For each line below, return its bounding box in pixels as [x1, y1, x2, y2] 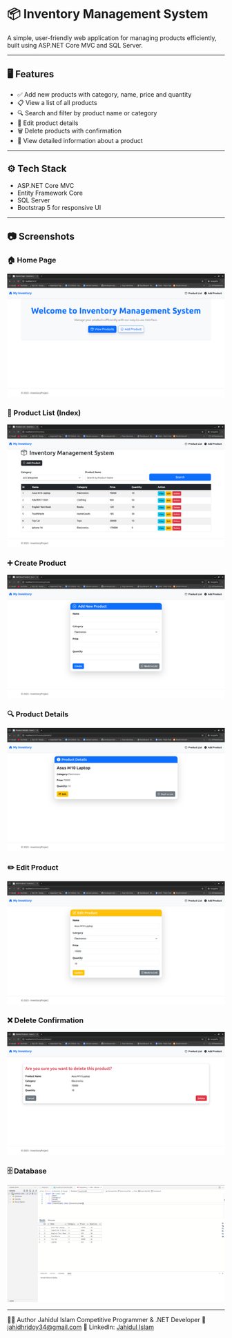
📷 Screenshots [7, 230, 75, 242]
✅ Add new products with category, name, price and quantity [17, 90, 192, 98]
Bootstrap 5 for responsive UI [17, 203, 101, 211]
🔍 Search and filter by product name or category [17, 108, 157, 117]
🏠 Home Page [7, 255, 57, 265]
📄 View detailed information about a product [17, 136, 143, 144]
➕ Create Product [7, 558, 67, 568]
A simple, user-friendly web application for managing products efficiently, [7, 33, 217, 42]
